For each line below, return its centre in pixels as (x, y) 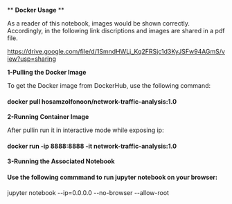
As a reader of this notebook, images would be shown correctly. (99, 23)
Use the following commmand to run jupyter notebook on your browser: (113, 177)
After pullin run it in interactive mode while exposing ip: (86, 130)
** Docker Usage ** (36, 10)
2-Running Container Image (48, 117)
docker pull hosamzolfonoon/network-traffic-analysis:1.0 (92, 101)
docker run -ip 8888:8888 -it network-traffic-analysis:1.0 (92, 146)
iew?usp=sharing (32, 59)
